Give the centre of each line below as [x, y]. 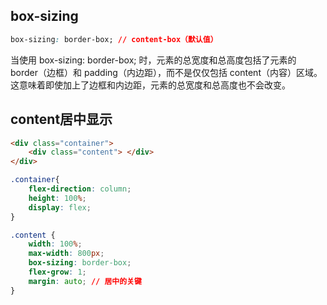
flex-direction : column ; [80, 189]
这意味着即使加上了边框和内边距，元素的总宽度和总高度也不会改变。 [150, 85]
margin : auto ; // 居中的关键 [85, 281]
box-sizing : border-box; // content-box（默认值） [114, 39]
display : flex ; [60, 207]
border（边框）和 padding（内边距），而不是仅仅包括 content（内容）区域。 [166, 72]
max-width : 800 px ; [66, 254]
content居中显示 [61, 119]
